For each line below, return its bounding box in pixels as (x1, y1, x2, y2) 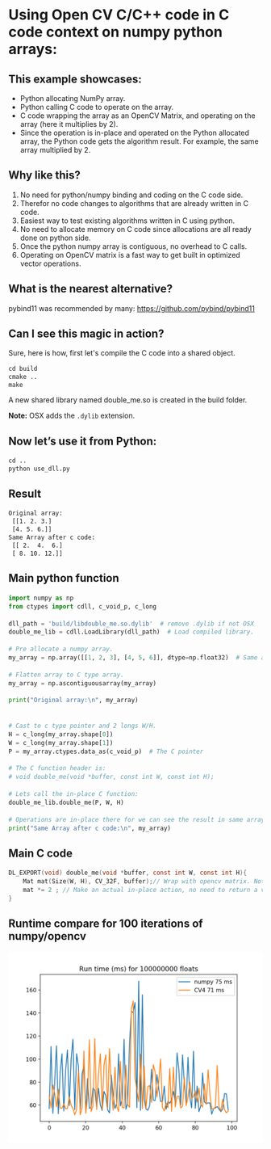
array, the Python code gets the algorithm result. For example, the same (19, 137, 260, 146)
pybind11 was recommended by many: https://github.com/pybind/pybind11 (8, 303, 256, 313)
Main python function (8, 571, 119, 585)
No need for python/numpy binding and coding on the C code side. (19, 190, 244, 200)
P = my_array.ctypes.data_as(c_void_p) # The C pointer (8, 747, 204, 755)
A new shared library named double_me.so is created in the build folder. (8, 395, 248, 405)
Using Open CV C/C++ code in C (8, 6, 230, 24)
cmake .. (8, 373, 38, 381)
